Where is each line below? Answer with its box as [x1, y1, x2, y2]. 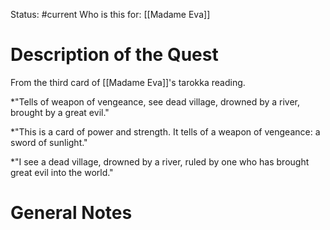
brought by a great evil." [10, 106, 110, 118]
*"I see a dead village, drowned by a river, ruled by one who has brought [10, 155, 310, 168]
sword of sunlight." [10, 136, 88, 148]
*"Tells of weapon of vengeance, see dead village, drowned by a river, [10, 95, 301, 108]
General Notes [10, 202, 133, 224]
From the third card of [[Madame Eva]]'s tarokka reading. [10, 76, 246, 88]
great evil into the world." [10, 166, 114, 178]
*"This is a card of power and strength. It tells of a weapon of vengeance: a [10, 125, 321, 138]
